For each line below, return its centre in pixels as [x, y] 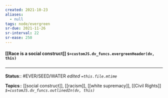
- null [16, 19]
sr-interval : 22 [22, 33]
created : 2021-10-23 [27, 10]
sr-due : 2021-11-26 [25, 28]
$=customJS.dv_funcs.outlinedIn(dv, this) [50, 90]
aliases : [14, 14]
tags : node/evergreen [28, 24]
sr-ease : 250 [19, 38]
